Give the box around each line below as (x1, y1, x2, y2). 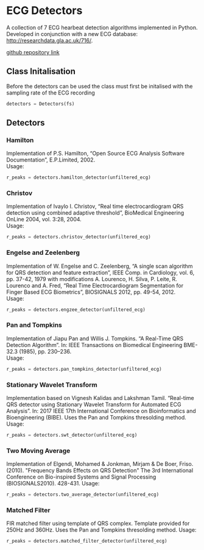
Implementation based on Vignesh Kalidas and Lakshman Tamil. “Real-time (6, 395, 195, 401)
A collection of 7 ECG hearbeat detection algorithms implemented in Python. (6, 24, 198, 31)
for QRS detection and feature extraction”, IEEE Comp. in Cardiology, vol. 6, (6, 269, 195, 276)
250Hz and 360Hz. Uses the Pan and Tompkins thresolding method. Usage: (6, 526, 197, 534)
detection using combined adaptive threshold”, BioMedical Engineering (6, 209, 185, 216)
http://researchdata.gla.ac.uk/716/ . (6, 37, 93, 44)
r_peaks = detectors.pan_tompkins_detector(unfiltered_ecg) (6, 366, 163, 372)
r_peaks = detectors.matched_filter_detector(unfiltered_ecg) (6, 538, 167, 545)
